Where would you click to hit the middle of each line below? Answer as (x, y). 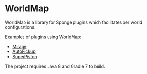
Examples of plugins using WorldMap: (43, 37)
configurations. (20, 27)
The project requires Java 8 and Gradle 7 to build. (55, 66)
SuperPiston (25, 56)
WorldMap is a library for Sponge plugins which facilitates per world (74, 22)
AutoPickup (24, 51)
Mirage (19, 46)
